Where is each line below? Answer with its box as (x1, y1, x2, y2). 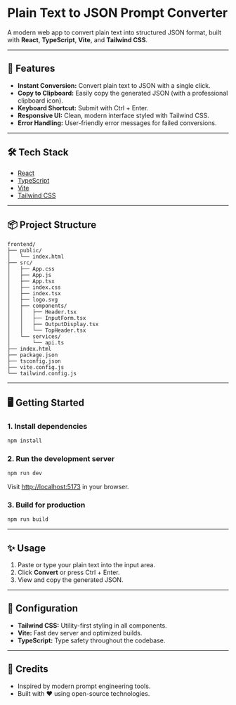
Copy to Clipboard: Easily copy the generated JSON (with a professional (17, 89, 228, 97)
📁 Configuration (7, 602, 79, 614)
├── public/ (7, 247, 42, 254)
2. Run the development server (7, 453, 115, 463)
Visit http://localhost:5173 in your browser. (7, 483, 129, 491)
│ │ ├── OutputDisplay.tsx (7, 321, 99, 328)
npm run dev (7, 470, 42, 477)
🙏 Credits (7, 663, 49, 675)
